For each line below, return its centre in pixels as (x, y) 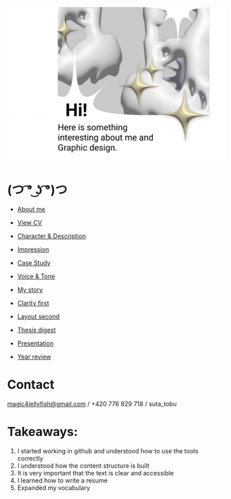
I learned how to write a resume (62, 480)
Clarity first (33, 303)
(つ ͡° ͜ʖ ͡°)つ (37, 190)
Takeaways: (43, 432)
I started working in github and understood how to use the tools (108, 451)
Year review (34, 357)
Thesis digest (37, 330)
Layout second (38, 317)
